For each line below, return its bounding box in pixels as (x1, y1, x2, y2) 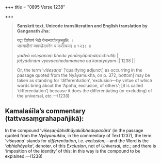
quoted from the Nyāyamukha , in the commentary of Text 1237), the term (5, 132, 152, 138)
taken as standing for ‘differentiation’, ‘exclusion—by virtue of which (16, 78, 153, 83)
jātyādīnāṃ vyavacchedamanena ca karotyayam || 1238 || (16, 58, 135, 64)
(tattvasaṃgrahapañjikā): (5, 115, 84, 123)
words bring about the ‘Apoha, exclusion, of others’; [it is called (16, 82, 143, 88)
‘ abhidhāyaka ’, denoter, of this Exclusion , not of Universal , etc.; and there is (5, 143, 156, 148)
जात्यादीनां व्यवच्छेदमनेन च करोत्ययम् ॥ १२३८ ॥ (16, 43, 91, 49)
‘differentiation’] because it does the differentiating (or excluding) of (16, 88, 153, 94)
